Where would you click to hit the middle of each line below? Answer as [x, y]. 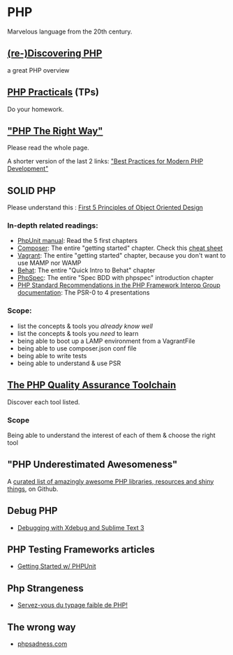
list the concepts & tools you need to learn [78, 333]
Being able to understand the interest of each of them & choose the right [112, 435]
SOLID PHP [31, 190]
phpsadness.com [42, 644]
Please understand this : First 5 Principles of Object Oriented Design [105, 207]
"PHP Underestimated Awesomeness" [92, 465]
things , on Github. [33, 489]
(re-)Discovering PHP [55, 53]
